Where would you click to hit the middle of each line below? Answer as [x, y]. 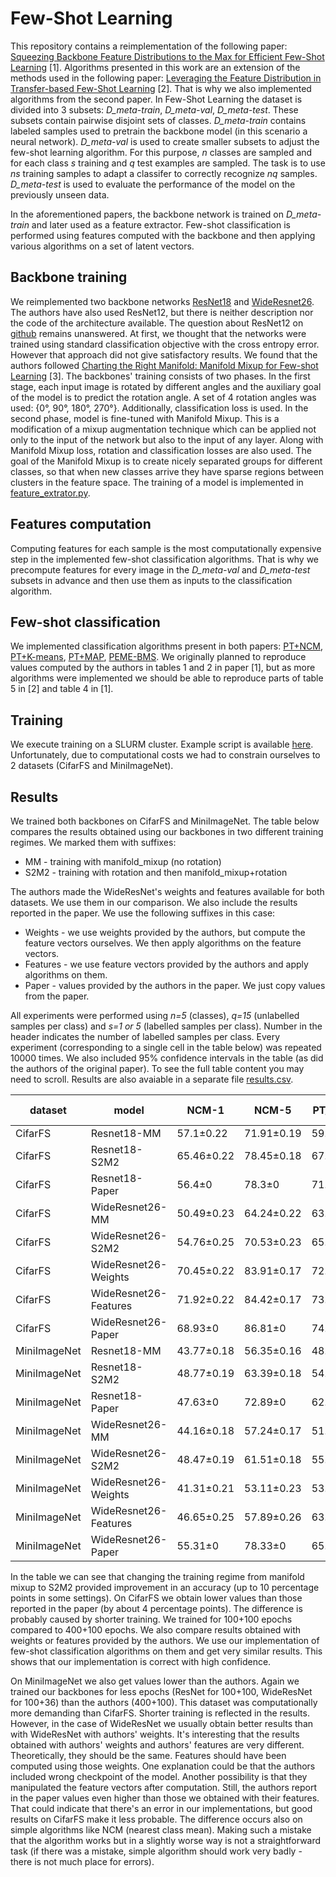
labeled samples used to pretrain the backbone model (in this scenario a [159, 131]
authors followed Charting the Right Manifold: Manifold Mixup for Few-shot [164, 365]
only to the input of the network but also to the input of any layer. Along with [167, 439]
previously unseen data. [60, 194]
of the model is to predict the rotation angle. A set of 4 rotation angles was [163, 397]
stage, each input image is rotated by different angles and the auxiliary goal [166, 386]
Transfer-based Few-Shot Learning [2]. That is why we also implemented [161, 88]
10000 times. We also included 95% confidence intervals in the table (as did [167, 1058]
